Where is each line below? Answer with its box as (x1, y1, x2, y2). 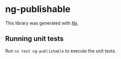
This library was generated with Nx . (5, 20, 79, 26)
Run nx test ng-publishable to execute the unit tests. (5, 47, 116, 53)
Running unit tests (5, 34, 64, 43)
